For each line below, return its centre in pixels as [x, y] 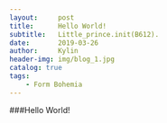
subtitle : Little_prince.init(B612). [84, 34]
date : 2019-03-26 [54, 43]
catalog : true [36, 68]
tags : [19, 76]
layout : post [42, 18]
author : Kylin [44, 51]
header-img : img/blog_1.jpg [62, 59]
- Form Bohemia [54, 84]
